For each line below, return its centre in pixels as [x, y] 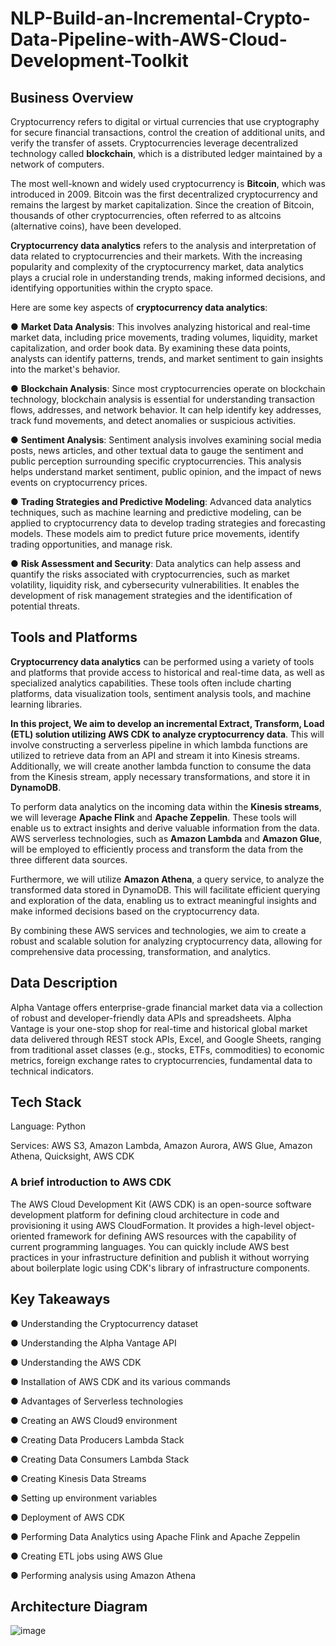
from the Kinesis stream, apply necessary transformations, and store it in [160, 776]
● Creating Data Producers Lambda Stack [97, 1439]
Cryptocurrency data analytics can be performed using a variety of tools [162, 661]
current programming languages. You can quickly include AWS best [150, 1246]
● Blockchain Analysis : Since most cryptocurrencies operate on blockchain [168, 388]
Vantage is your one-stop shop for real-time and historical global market [159, 1028]
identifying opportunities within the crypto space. [112, 288]
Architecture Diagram [79, 1606]
